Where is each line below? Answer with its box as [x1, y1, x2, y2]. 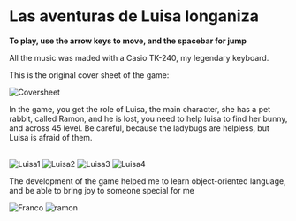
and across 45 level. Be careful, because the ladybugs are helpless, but [9, 122, 269, 133]
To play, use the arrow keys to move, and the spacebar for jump [9, 35, 247, 46]
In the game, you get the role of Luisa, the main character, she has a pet [9, 103, 271, 114]
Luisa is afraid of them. [9, 132, 93, 142]
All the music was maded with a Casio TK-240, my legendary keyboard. [9, 52, 269, 63]
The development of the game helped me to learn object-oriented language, [9, 175, 286, 187]
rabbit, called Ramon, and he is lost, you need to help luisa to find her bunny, [9, 113, 288, 124]
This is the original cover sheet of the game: [9, 69, 170, 80]
